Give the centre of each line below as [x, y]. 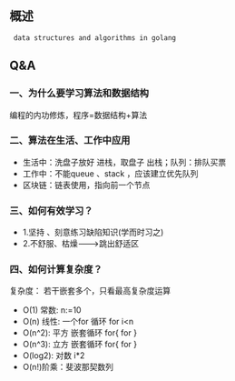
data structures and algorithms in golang [95, 38]
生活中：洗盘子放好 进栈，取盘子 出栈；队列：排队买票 [124, 162]
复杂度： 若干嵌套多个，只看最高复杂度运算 [90, 291]
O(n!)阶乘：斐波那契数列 [68, 367]
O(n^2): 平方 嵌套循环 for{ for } [80, 333]
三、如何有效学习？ [51, 210]
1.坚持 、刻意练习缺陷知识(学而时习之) [93, 232]
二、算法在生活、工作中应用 [70, 141]
